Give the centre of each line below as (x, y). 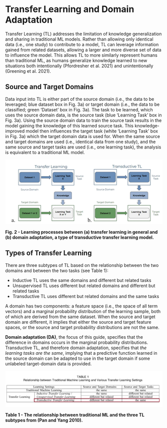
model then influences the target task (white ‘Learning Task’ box (92, 131)
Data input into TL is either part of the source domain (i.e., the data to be (80, 99)
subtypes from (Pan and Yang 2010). (44, 420)
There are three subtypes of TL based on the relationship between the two (82, 265)
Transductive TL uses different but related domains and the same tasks (86, 296)
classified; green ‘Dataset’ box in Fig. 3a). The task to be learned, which (79, 109)
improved (15, 131)
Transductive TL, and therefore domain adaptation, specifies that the (76, 348)
